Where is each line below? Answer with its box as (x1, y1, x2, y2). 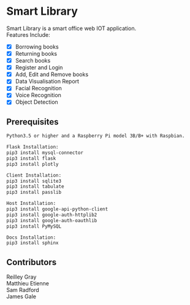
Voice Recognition (15, 91, 61, 99)
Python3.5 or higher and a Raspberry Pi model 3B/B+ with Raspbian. (6, 133, 185, 139)
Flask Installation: (6, 144, 59, 150)
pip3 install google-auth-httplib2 (6, 212, 97, 218)
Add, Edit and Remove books (15, 71, 89, 78)
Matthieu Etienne (6, 280, 49, 287)
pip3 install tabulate (6, 183, 64, 190)
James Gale (6, 293, 37, 300)
